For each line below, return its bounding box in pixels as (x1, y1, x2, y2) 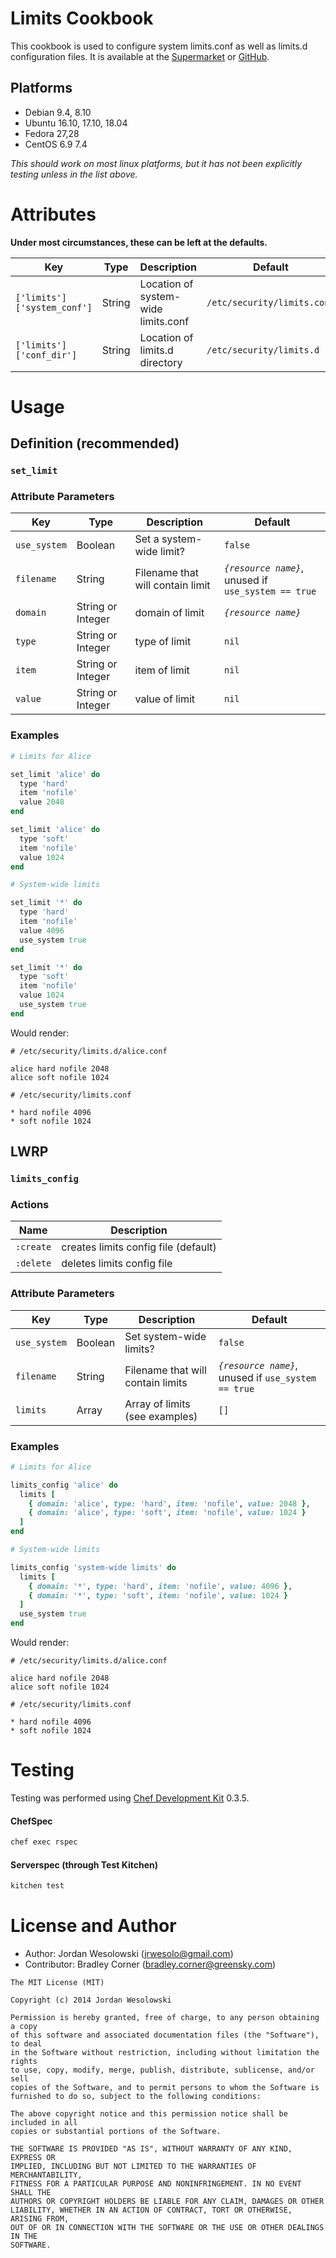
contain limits (124, 1375, 188, 1389)
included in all (10, 2118, 78, 2128)
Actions (10, 1198, 50, 1212)
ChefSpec (10, 1815, 53, 1827)
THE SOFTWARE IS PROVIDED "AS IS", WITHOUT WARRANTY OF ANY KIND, (10, 2144, 293, 2154)
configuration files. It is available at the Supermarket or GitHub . (10, 50, 270, 62)
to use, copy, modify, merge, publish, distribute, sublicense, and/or (10, 2065, 315, 2076)
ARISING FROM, (10, 2214, 70, 2224)
